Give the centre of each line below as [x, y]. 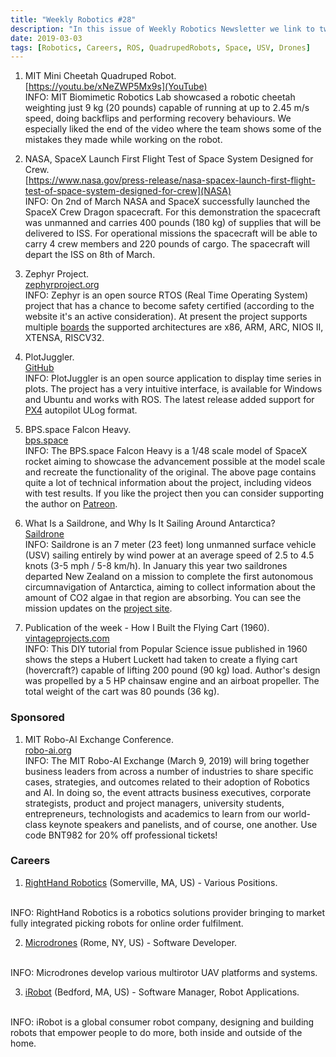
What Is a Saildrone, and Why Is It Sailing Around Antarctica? [150, 523]
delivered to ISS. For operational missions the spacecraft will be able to [171, 233]
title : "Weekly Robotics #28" [73, 19]
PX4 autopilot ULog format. [81, 410]
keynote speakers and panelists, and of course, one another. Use [183, 824]
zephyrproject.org [62, 285]
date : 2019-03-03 [46, 38]
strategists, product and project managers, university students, [154, 803]
